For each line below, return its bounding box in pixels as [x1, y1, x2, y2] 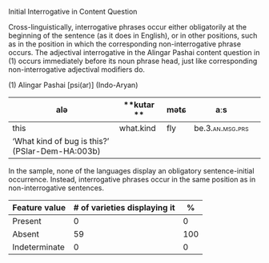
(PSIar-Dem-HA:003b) [12, 145, 102, 157]
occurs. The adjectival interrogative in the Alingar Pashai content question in [8, 48, 260, 57]
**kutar [123, 99, 155, 110]
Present [12, 216, 42, 226]
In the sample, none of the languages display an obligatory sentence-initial [8, 166, 255, 175]
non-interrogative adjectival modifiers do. [8, 65, 146, 74]
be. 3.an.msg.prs [193, 123, 249, 133]
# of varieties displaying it [73, 202, 175, 213]
